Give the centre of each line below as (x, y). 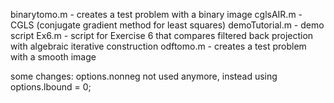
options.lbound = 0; (51, 87)
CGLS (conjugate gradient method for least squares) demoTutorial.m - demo (167, 25)
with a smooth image (53, 57)
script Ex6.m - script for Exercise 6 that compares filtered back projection (162, 35)
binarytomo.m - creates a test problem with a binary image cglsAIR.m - (156, 14)
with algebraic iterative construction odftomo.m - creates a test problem (158, 46)
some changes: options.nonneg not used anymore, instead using (144, 76)
